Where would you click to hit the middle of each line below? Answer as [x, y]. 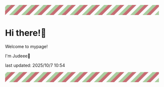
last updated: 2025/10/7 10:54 [35, 65]
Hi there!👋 [26, 33]
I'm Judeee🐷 [18, 56]
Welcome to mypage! [26, 46]
